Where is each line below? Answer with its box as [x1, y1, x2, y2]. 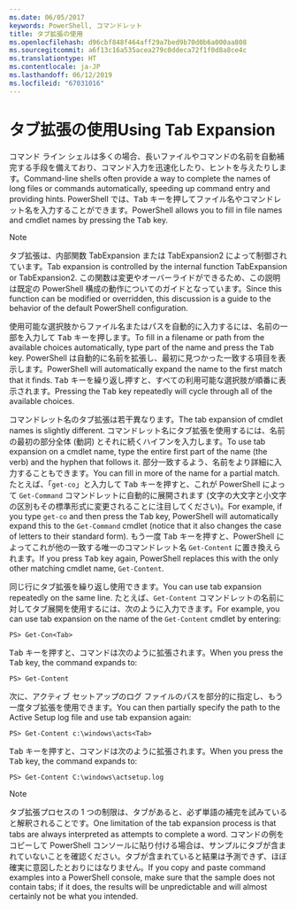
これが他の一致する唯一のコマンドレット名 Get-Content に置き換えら [31, 541, 281, 552]
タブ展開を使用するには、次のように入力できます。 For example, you [32, 603, 280, 614]
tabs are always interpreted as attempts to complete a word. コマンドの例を [9, 828, 285, 839]
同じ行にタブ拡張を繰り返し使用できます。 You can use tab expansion [9, 581, 263, 592]
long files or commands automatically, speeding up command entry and [9, 183, 271, 193]
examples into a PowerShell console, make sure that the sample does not [9, 872, 276, 883]
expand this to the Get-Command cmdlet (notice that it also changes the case [9, 520, 282, 531]
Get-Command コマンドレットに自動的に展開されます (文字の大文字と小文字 [19, 489, 287, 501]
